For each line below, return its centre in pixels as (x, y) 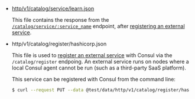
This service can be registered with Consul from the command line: (94, 79)
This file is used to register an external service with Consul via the (92, 55)
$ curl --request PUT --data (48, 90)
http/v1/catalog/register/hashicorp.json (59, 44)
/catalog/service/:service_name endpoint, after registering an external (98, 26)
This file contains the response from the (60, 20)
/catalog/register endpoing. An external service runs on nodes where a (100, 62)
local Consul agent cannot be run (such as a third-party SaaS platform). (99, 68)
